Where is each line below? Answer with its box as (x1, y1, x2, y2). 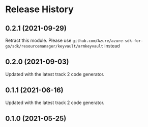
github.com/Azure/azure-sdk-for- (72, 38, 143, 43)
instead (104, 43, 120, 49)
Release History (5, 4, 74, 15)
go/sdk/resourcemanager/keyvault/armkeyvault (5, 44, 103, 49)
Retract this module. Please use (5, 37, 72, 43)
